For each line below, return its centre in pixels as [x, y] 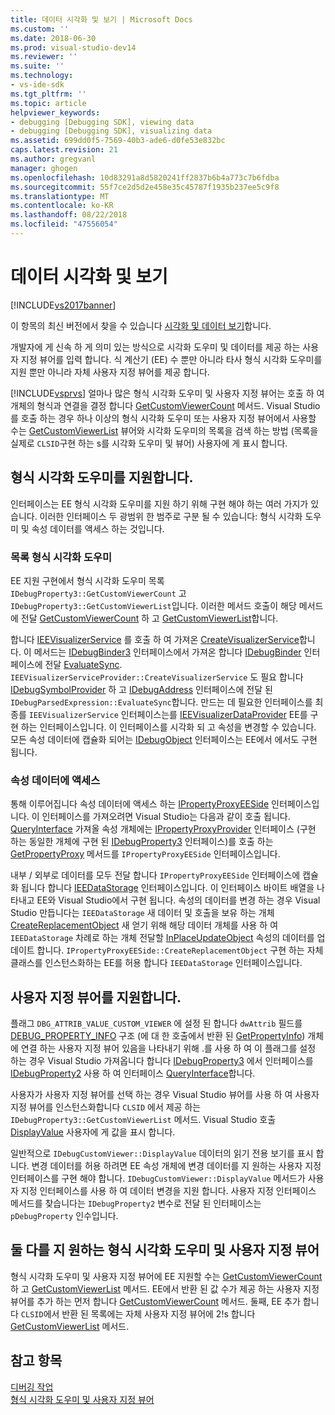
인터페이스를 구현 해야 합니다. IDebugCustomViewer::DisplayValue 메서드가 [158, 1178]
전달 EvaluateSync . [83, 664]
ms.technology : [42, 76]
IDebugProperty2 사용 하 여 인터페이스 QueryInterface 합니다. [133, 1073]
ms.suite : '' [37, 66]
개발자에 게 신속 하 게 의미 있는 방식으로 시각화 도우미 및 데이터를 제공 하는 [155, 347]
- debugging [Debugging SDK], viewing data [102, 122]
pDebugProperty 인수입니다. [64, 1216]
